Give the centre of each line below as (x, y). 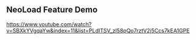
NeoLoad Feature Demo (52, 10)
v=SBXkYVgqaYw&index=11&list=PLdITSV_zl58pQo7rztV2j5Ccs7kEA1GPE (98, 30)
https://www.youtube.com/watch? (49, 24)
